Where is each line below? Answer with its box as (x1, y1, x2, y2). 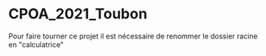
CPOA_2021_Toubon (8, 5, 148, 23)
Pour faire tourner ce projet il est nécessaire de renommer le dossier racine (8, 31, 258, 41)
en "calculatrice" (8, 39, 64, 49)
